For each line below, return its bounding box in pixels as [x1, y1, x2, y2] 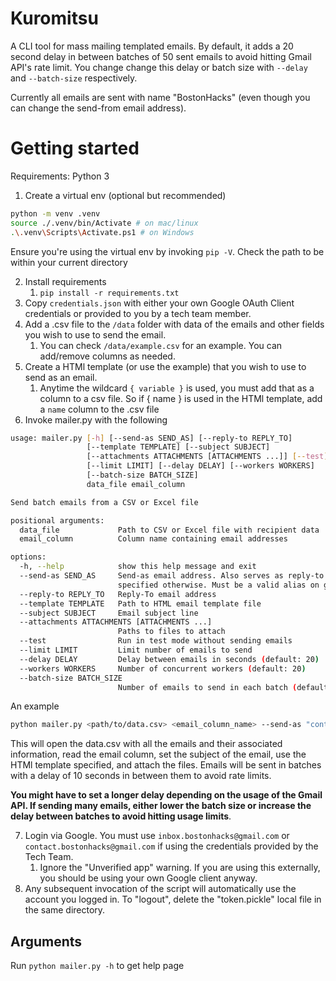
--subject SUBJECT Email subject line [19, 608, 199, 618]
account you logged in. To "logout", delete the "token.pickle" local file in [24, 893, 322, 906]
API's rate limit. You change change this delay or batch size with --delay [10, 61, 308, 73]
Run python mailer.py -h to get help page [10, 960, 185, 972]
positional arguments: [10, 515, 105, 526]
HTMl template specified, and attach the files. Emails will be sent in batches [10, 759, 322, 771]
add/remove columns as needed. [39, 350, 176, 362]
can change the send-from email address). [10, 102, 187, 114]
